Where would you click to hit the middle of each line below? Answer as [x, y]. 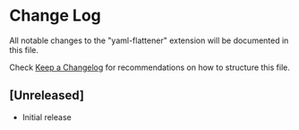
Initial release [47, 117]
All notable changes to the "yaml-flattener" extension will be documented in [149, 40]
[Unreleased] [47, 95]
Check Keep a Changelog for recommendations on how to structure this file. [150, 67]
